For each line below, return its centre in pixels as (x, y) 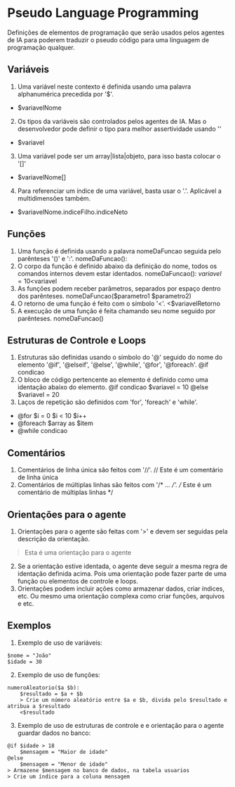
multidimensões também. (54, 198)
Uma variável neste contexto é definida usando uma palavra (104, 87)
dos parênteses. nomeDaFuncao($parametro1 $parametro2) (104, 296)
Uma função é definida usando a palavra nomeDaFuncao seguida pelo (119, 251)
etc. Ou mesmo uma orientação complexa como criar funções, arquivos (121, 596)
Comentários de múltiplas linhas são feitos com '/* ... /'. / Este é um (114, 485)
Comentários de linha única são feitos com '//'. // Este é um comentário (120, 470)
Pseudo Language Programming (103, 13)
